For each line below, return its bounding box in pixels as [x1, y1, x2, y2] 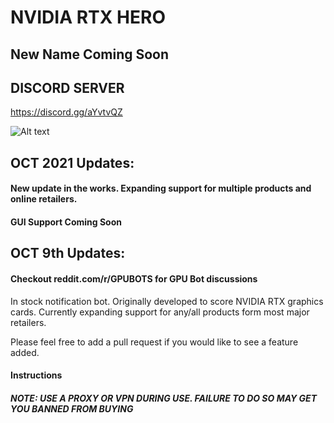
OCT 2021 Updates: [10, 154, 135, 171]
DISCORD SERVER [10, 79, 125, 96]
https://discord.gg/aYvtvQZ [10, 106, 123, 118]
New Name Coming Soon [10, 46, 170, 63]
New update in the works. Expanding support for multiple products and [10, 182, 312, 195]
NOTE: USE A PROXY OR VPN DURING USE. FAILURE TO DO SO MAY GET [10, 392, 318, 404]
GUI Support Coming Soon [10, 216, 122, 228]
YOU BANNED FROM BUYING [10, 402, 134, 415]
